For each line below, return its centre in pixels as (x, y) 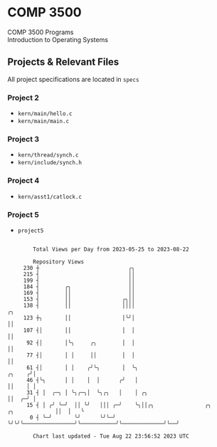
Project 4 (23, 181)
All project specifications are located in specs (73, 79)
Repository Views (58, 262)
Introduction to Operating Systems (58, 39)
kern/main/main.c (43, 122)
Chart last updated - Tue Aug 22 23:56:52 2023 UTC (111, 436)
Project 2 (23, 98)
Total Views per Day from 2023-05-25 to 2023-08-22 (111, 249)
